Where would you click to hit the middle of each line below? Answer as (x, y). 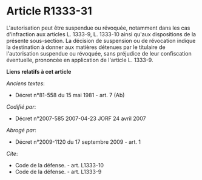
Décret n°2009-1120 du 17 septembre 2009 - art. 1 (78, 142)
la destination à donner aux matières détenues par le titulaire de (86, 47)
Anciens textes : (26, 83)
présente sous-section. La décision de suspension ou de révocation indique (101, 40)
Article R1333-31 (49, 11)
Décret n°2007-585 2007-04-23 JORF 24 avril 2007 (80, 118)
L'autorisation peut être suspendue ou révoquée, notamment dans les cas (98, 28)
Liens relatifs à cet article (39, 71)
